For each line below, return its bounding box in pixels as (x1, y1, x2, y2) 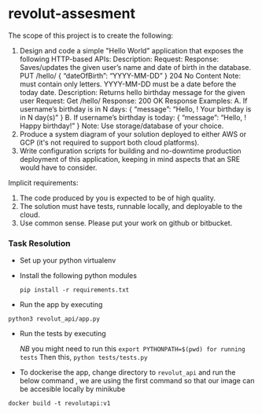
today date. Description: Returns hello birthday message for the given (19, 87, 245, 97)
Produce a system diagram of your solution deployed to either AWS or (19, 129, 247, 138)
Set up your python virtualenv (19, 256, 116, 266)
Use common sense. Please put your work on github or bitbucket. (19, 218, 233, 228)
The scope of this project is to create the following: (8, 31, 174, 40)
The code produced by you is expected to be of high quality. (19, 193, 216, 203)
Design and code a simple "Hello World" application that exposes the (19, 46, 244, 55)
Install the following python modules (19, 271, 138, 280)
